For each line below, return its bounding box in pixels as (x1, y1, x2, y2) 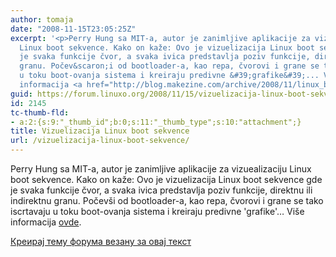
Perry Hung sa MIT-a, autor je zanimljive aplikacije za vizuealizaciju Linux (10, 163, 312, 175)
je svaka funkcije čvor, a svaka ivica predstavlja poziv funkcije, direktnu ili (10, 184, 313, 196)
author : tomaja (10, 14, 74, 25)
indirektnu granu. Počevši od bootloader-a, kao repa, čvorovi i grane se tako (10, 195, 324, 206)
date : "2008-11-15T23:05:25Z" (10, 24, 137, 34)
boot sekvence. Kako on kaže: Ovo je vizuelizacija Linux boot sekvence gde (10, 174, 323, 185)
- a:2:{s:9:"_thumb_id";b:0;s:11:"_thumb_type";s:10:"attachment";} (10, 117, 302, 127)
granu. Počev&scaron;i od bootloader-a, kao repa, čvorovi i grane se (19, 61, 320, 71)
